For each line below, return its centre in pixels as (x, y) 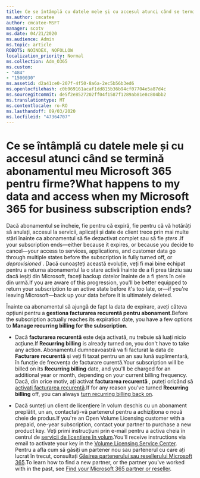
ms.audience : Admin (30, 39)
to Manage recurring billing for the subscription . (67, 326)
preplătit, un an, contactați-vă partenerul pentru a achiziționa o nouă (99, 412)
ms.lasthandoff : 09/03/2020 (41, 111)
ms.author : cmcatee (30, 17)
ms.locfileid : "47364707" (38, 117)
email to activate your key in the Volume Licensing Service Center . (96, 444)
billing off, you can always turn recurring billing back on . (84, 394)
